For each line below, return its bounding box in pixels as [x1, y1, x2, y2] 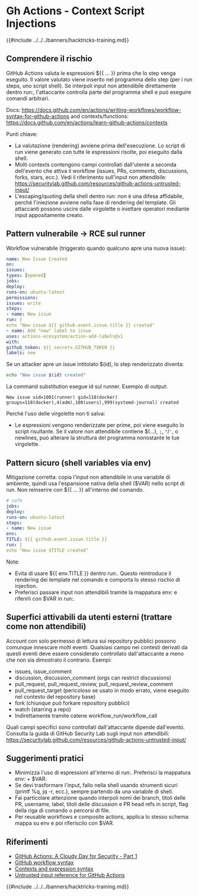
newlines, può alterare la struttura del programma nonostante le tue [14, 434, 180, 441]
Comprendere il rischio [6, 54, 93, 64]
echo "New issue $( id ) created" [6, 372, 86, 378]
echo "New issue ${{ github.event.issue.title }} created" [6, 322, 155, 328]
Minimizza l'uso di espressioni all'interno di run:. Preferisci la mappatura [14, 769, 191, 776]
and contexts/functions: [71, 112, 129, 120]
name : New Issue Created [6, 256, 68, 262]
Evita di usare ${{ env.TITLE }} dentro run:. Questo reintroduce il [14, 570, 172, 577]
